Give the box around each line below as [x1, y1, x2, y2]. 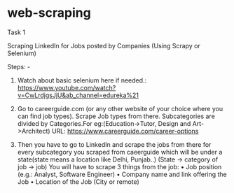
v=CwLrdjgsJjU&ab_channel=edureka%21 [17, 91, 139, 99]
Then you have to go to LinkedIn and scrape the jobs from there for [17, 140, 212, 148]
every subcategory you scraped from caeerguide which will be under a [17, 148, 223, 156]
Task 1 [7, 28, 26, 36]
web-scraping [7, 5, 91, 21]
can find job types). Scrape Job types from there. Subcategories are [17, 112, 215, 120]
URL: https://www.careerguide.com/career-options [51, 127, 199, 135]
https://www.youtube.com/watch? [17, 83, 116, 92]
